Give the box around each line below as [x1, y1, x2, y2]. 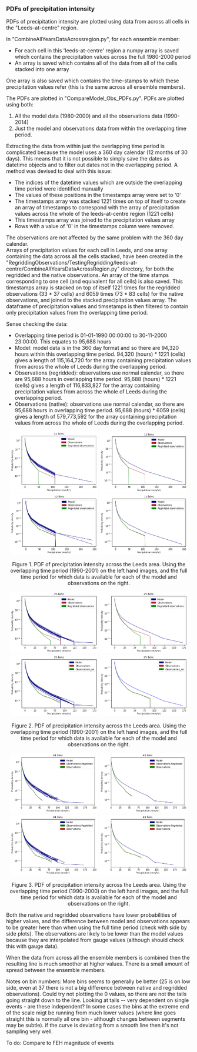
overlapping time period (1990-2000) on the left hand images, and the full [9, 887, 188, 894]
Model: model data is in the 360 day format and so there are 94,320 [14, 345, 179, 352]
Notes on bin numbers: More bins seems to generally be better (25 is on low [6, 978, 191, 985]
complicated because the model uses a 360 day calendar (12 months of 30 [6, 149, 188, 156]
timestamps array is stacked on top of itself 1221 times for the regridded [6, 284, 181, 291]
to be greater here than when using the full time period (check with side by [6, 924, 187, 931]
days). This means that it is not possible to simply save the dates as [6, 155, 169, 162]
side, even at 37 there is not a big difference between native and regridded [6, 984, 187, 991]
